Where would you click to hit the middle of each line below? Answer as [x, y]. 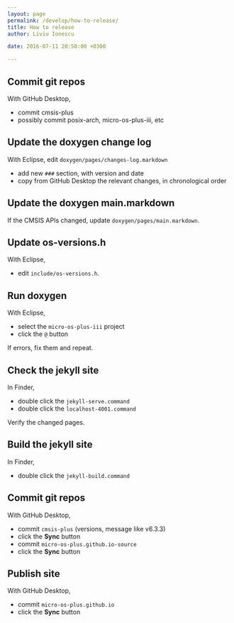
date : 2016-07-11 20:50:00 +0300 [57, 47]
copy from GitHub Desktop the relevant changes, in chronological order [122, 180]
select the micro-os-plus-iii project [71, 327]
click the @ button [43, 334]
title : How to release [41, 27]
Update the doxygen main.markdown [91, 203]
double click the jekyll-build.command [73, 475]
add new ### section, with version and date [80, 173]
